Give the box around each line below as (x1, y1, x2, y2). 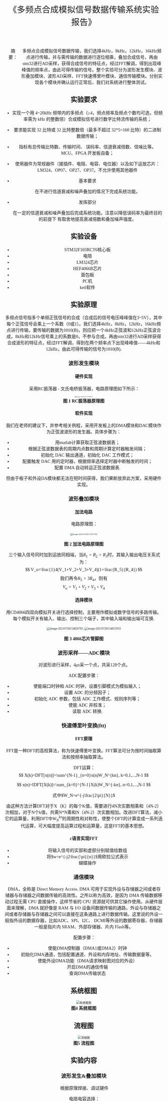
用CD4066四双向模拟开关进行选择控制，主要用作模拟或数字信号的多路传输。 (6, 609, 161, 615)
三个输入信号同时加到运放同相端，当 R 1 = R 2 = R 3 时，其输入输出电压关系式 (8, 553, 160, 559)
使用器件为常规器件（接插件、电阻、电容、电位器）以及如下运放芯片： (15, 161, 160, 167)
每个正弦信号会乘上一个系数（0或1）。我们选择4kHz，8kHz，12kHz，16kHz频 (6, 322, 161, 327)
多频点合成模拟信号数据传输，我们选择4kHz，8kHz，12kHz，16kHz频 (22, 48, 161, 54)
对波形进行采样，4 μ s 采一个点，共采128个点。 (38, 662, 130, 668)
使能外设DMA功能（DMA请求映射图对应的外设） (38, 958, 137, 964)
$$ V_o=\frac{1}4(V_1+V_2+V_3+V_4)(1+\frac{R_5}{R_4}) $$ (25, 567, 142, 572)
